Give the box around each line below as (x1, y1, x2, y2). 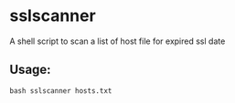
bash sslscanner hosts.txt (9, 86, 112, 96)
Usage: (9, 62, 52, 77)
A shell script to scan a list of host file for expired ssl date (9, 36, 226, 46)
